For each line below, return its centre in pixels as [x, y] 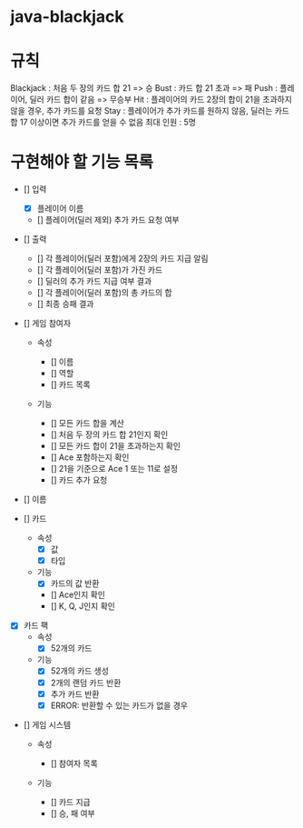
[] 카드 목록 [70, 384]
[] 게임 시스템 [47, 724]
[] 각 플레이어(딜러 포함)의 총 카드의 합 [104, 293]
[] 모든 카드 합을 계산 [88, 424]
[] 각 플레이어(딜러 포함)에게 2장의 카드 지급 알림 [122, 259]
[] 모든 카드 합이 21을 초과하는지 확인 [115, 446]
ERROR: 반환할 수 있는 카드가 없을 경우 [119, 705]
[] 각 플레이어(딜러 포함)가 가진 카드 [100, 270]
